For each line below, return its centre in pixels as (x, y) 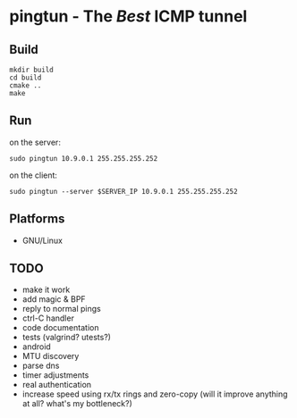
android (36, 347)
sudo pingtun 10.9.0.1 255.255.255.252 (84, 158)
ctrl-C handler (48, 318)
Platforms (37, 219)
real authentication (57, 385)
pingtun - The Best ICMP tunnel (128, 17)
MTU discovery (51, 356)
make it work (46, 290)
